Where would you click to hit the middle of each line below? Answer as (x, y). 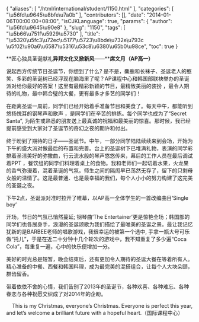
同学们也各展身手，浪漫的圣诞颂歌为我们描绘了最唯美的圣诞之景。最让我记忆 (99, 224)
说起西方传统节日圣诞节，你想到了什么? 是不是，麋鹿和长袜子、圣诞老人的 (97, 71)
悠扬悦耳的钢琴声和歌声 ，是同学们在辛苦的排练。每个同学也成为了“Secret (97, 113)
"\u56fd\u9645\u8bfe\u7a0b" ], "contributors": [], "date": (76, 15)
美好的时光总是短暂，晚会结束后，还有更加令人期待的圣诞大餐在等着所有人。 (99, 259)
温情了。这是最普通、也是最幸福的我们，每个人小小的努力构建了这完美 (107, 178)
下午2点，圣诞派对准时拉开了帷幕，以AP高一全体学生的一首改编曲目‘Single (97, 198)
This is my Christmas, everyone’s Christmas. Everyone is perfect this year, (102, 306)
